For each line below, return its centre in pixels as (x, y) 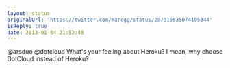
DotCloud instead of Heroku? (48, 59)
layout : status (29, 13)
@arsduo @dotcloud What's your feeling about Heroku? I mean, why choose (115, 52)
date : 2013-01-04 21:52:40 (46, 32)
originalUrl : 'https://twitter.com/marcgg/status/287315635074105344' (110, 20)
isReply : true (27, 26)
